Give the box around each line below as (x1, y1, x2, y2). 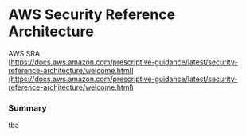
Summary (8, 102, 48, 113)
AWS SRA (8, 49, 41, 58)
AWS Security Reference (8, 6, 176, 24)
